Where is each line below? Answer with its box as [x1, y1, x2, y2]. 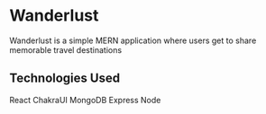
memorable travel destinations [9, 44, 123, 55]
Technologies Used [9, 71, 120, 86]
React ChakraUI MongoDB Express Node [9, 94, 161, 105]
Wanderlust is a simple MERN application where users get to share [9, 35, 257, 46]
